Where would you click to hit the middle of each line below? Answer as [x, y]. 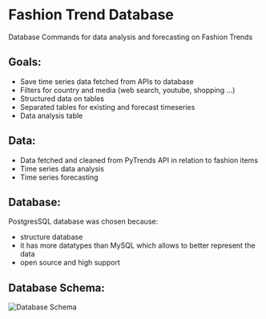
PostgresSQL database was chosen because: [83, 221]
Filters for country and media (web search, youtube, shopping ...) [127, 90]
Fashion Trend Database [91, 15]
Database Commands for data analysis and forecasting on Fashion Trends [131, 37]
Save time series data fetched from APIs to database [107, 81]
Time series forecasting [59, 177]
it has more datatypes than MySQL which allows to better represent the [137, 245]
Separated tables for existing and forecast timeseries [107, 107]
